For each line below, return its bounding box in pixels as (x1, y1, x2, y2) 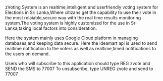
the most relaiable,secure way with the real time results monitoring (5, 15, 141, 20)
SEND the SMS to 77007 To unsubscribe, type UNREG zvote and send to (5, 66, 154, 72)
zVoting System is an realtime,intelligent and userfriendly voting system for (5, 4, 159, 10)
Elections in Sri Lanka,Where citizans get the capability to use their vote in (5, 9, 157, 15)
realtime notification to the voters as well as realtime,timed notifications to (5, 46, 156, 51)
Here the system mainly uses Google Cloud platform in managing (5, 35, 138, 41)
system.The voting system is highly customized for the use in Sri (5, 20, 137, 26)
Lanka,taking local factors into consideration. (5, 25, 97, 31)
